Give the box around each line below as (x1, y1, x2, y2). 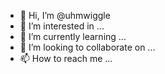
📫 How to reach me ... (19, 53, 113, 64)
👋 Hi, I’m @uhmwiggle (19, 10, 111, 21)
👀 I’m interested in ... (19, 20, 105, 32)
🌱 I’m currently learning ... (19, 31, 127, 42)
